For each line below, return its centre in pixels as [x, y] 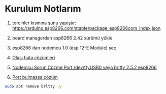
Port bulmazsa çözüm [35, 77]
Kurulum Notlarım [43, 9]
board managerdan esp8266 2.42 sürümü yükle [62, 38]
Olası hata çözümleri [34, 57]
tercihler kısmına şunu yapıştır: [44, 23]
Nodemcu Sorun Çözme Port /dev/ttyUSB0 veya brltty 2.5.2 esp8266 [84, 67]
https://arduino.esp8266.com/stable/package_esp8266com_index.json [86, 28]
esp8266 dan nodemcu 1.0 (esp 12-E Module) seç [64, 48]
